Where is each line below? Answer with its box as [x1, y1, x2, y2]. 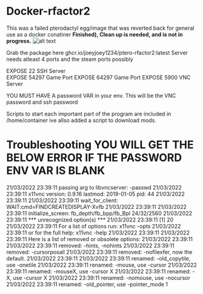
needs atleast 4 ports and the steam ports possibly [6, 55, 133, 63]
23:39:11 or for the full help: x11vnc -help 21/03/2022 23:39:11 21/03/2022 [6, 229, 190, 236]
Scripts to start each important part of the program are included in [6, 110, 171, 117]
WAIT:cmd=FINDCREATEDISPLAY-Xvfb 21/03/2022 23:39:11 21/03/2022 [6, 203, 187, 210]
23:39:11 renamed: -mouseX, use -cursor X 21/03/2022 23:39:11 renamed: [6, 267, 191, 275]
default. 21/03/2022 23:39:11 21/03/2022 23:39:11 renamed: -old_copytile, [6, 255, 191, 262]
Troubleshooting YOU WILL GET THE [6, 138, 194, 152]
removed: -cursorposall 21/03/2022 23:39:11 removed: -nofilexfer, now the [6, 248, 193, 256]
